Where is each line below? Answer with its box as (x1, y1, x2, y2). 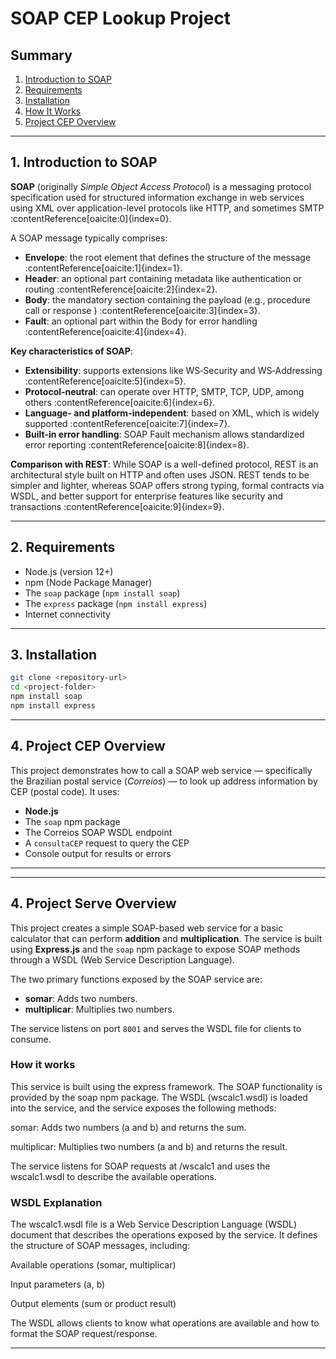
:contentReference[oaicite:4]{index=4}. (24, 325, 187, 337)
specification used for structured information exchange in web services (10, 191, 305, 203)
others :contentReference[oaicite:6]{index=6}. (24, 396, 216, 408)
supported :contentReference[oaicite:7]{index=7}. (24, 417, 231, 429)
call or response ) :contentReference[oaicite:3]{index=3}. (24, 304, 261, 316)
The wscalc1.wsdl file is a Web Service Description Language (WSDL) (10, 1218, 298, 1231)
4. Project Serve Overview (10, 895, 177, 912)
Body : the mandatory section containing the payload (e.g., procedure (24, 293, 311, 306)
